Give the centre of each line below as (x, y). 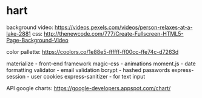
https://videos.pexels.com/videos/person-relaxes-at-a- (123, 27)
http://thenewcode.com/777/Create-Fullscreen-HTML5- (114, 33)
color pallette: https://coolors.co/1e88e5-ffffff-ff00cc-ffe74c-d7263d (93, 51)
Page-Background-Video (37, 40)
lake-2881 (19, 33)
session (16, 76)
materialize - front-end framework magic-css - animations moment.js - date (101, 64)
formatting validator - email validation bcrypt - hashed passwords (88, 70)
